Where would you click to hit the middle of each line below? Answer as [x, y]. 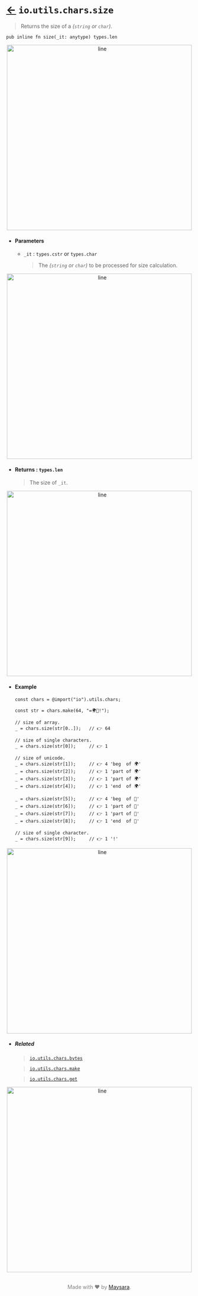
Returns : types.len [39, 469]
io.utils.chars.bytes [56, 1058]
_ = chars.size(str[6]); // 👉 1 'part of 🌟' [77, 806]
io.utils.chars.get [53, 1079]
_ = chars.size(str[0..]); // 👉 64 [62, 728]
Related [24, 1044]
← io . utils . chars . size [60, 10]
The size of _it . [48, 483]
